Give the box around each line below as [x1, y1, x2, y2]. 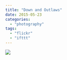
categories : [5, 17, 30, 22]
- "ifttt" [10, 36, 30, 41]
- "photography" [10, 21, 44, 27]
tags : [5, 26, 17, 31]
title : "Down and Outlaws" [5, 7, 62, 13]
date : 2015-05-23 [5, 12, 42, 17]
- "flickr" [10, 31, 33, 36]
